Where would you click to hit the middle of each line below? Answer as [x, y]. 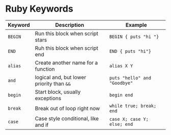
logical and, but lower [61, 77]
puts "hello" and [130, 78]
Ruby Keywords [39, 9]
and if [42, 125]
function [45, 69]
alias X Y [121, 66]
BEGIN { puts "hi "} [134, 37]
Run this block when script [66, 33]
